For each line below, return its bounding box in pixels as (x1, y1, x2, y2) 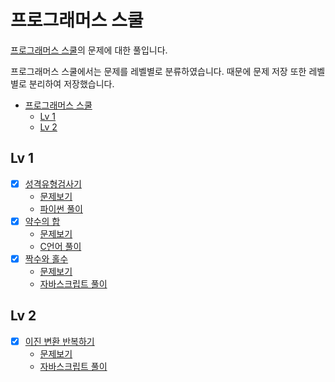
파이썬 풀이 (39, 202, 83, 215)
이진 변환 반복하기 (24, 335, 95, 347)
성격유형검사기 (24, 177, 82, 190)
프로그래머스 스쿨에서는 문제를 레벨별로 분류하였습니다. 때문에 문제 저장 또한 (10, 65, 307, 77)
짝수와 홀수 (24, 252, 69, 265)
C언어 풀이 (39, 240, 82, 252)
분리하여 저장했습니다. (28, 77, 115, 90)
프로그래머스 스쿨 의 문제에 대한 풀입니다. (10, 44, 168, 56)
